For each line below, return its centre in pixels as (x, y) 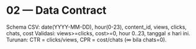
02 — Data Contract (56, 10)
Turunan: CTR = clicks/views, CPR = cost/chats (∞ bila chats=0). (86, 39)
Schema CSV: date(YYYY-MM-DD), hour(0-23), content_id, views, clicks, (97, 27)
